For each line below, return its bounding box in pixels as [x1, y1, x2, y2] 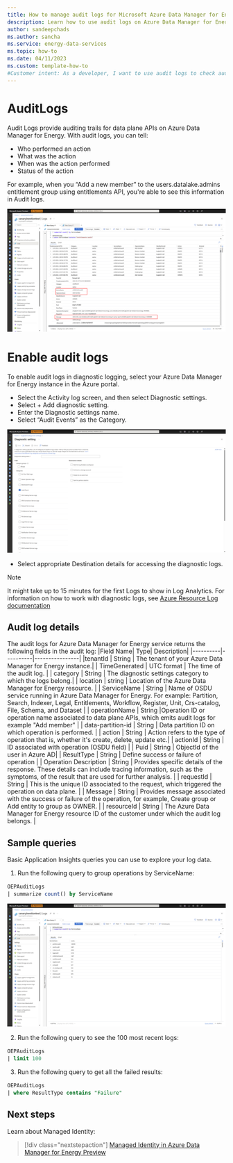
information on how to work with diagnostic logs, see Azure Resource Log [7, 594, 218, 602]
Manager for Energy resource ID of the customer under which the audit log [7, 809, 221, 818]
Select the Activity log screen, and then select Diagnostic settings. [17, 393, 207, 402]
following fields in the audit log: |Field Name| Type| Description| [7, 647, 189, 656]
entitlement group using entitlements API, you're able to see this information [7, 188, 225, 196]
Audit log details [7, 621, 80, 633]
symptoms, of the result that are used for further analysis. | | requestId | [7, 773, 212, 781]
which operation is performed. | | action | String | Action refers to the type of [7, 728, 225, 736]
